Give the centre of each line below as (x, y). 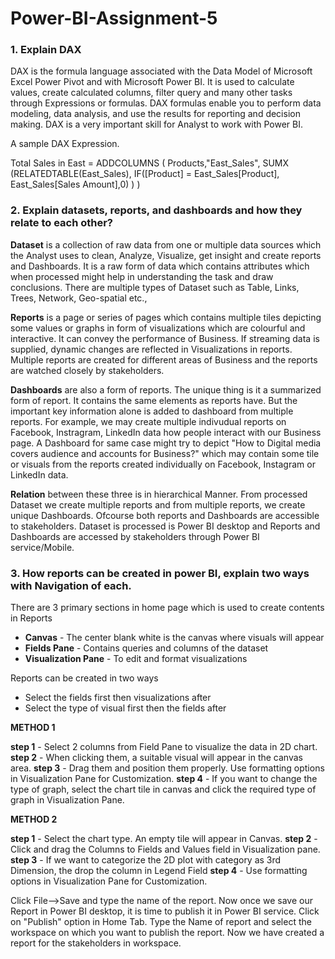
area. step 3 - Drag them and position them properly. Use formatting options (167, 768)
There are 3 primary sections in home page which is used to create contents (167, 608)
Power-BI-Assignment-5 (114, 18)
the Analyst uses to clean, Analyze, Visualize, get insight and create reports (166, 255)
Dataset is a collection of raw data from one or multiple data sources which (166, 244)
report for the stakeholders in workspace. (96, 943)
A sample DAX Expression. (65, 144)
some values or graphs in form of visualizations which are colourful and (158, 328)
